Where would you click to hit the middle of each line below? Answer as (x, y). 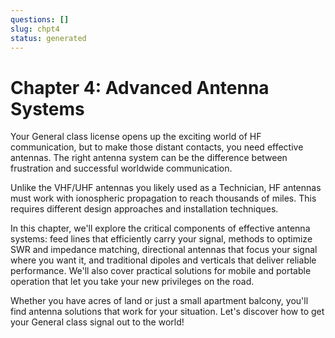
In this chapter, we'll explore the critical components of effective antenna (160, 228)
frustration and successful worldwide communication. (121, 168)
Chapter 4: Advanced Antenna (140, 87)
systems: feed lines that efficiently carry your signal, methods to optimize (161, 239)
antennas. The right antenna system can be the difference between (149, 158)
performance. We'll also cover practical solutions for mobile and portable (161, 271)
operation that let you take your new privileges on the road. (132, 282)
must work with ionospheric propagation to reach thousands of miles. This (163, 198)
